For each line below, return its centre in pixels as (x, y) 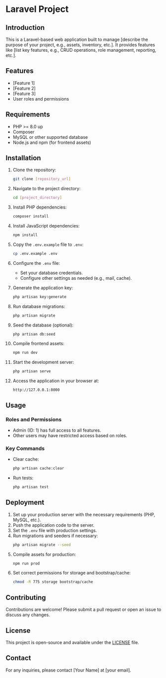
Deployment (25, 503)
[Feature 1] (24, 83)
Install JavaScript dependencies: (46, 226)
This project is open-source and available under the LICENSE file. (72, 642)
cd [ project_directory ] (37, 198)
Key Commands (25, 448)
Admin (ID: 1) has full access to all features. (57, 430)
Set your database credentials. (52, 273)
